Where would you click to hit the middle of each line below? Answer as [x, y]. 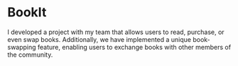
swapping [22, 47]
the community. [30, 55]
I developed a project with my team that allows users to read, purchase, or [116, 32]
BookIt [27, 12]
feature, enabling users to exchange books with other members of [135, 47]
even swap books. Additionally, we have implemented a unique [99, 39]
